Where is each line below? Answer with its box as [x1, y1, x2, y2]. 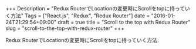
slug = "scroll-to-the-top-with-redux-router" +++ [5, 25, 124, 32]
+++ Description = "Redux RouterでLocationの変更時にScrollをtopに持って [5, 5, 185, 12]
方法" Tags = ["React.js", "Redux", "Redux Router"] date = [10, 12, 150, 19]
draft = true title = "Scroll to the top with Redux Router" [58, 19, 191, 25]
